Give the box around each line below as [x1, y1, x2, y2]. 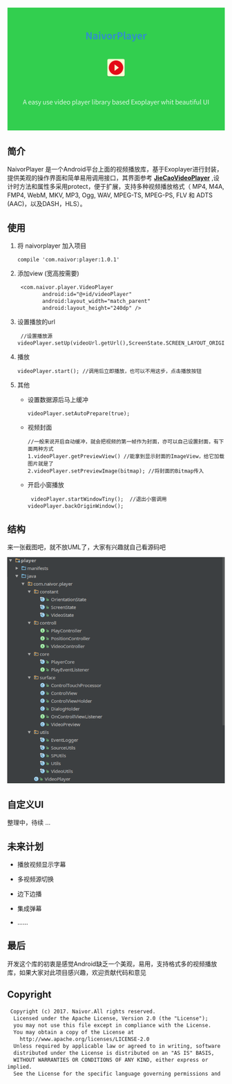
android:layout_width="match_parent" [42, 298, 151, 305]
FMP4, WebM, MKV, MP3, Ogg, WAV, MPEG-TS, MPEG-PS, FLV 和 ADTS [7, 191, 213, 199]
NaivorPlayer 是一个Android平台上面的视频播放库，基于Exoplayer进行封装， [7, 165, 223, 174]
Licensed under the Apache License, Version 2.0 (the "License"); [13, 1015, 209, 1022]
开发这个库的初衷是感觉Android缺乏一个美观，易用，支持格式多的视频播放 [7, 959, 217, 968]
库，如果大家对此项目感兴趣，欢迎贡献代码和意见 [7, 968, 146, 976]
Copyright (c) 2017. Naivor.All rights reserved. [10, 1008, 156, 1015]
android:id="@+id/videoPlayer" [42, 291, 133, 298]
